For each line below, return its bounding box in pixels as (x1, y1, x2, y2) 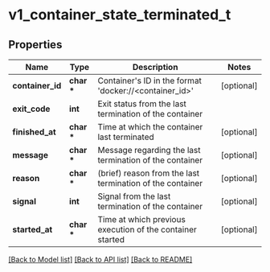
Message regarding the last (97, 145, 201, 155)
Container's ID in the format (97, 75, 202, 86)
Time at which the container (97, 122, 203, 132)
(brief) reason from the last (97, 167, 200, 179)
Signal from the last (97, 191, 171, 202)
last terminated (97, 131, 154, 142)
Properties (8, 38, 63, 52)
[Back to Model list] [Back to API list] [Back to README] (8, 255, 193, 264)
